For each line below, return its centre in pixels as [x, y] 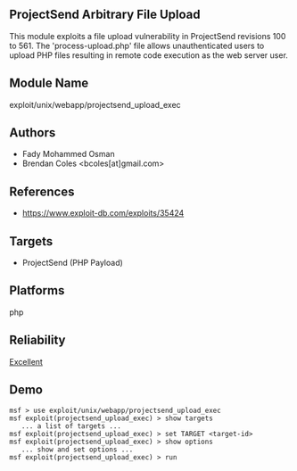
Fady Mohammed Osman [68, 154]
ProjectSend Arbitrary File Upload [105, 15]
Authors [33, 133]
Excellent [26, 361]
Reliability [37, 340]
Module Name [49, 83]
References [42, 191]
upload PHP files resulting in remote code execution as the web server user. [148, 55]
